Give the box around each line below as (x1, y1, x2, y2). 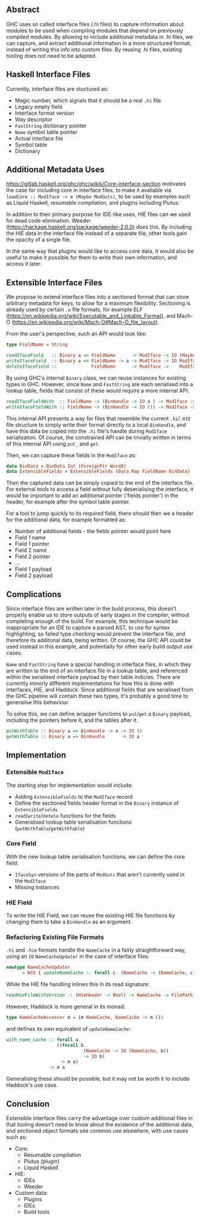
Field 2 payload (14, 572, 53, 579)
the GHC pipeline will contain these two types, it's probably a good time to (6, 693, 189, 700)
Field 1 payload (14, 565, 52, 573)
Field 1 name (14, 534, 46, 541)
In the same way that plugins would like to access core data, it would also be (6, 248, 194, 255)
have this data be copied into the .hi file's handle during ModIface (6, 427, 168, 434)
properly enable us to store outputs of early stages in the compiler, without (6, 611, 189, 618)
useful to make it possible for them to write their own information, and (6, 254, 177, 261)
